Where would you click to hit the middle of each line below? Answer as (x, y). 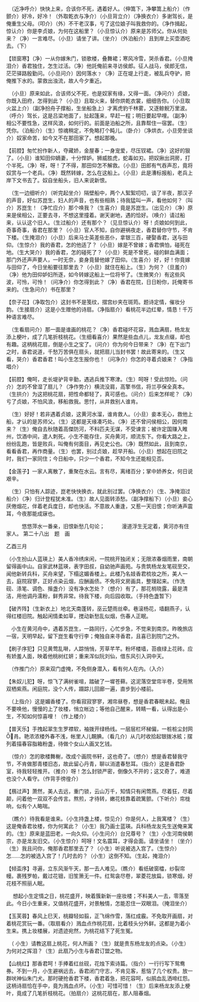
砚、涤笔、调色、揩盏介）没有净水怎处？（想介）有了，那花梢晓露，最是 (94, 589)
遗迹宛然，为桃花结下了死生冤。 (97, 931)
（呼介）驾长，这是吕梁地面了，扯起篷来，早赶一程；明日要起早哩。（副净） (98, 116)
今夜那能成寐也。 (37, 513)
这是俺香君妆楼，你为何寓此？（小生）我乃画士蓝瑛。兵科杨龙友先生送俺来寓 (99, 826)
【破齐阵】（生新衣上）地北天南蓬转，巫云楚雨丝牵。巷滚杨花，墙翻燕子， (96, 609)
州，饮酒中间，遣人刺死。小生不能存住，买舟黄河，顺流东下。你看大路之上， (99, 436)
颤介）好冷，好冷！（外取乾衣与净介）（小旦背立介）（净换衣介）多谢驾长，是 (99, 16)
